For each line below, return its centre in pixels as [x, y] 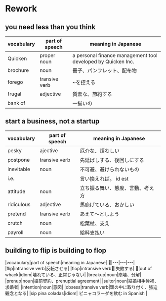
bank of [17, 103]
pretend [17, 214]
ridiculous [19, 204]
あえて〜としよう [100, 214]
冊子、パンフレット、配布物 [105, 71]
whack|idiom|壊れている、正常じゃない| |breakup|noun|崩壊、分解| [73, 274]
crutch [15, 223]
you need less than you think [50, 27]
